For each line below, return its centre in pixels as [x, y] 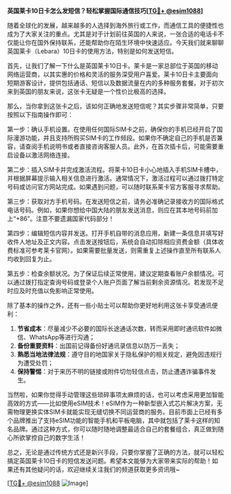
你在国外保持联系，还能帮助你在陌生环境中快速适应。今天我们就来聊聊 [124, 43]
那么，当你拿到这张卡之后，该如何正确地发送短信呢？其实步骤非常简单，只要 [115, 106]
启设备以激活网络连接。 [40, 155]
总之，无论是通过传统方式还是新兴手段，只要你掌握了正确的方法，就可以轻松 [115, 452]
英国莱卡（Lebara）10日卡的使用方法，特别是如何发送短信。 [92, 51]
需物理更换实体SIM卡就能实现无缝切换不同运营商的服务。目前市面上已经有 [112, 412]
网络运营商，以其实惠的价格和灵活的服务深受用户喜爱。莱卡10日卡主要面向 [113, 74]
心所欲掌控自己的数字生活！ [46, 438]
